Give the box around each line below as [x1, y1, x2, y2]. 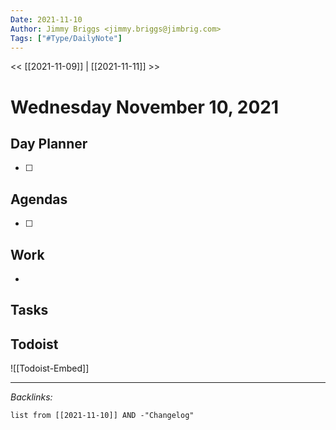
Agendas [10, 191, 68, 208]
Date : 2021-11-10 [10, 14, 83, 25]
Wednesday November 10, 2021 [10, 96, 280, 118]
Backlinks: [10, 391, 53, 403]
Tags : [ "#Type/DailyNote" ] [10, 33, 123, 43]
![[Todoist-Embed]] [10, 362, 90, 375]
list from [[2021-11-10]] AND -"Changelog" [10, 411, 195, 421]
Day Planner [10, 135, 88, 152]
